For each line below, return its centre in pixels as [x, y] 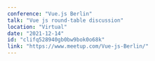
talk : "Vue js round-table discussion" [66, 20]
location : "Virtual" [38, 27]
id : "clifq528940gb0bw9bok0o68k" [56, 40]
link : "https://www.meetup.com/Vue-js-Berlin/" [78, 46]
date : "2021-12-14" [36, 33]
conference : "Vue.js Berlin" [50, 14]
